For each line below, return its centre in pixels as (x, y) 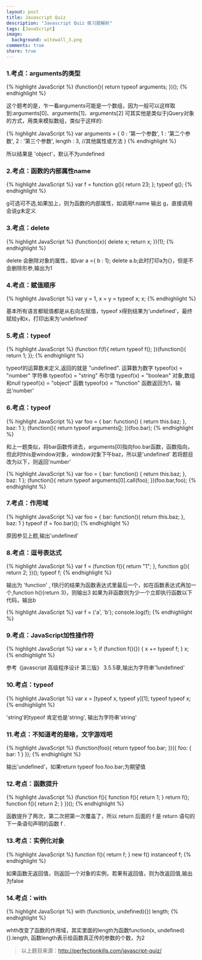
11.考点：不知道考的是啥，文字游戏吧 (59, 734)
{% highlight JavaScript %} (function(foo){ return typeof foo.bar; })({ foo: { (99, 748)
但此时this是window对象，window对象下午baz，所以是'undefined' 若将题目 (100, 454)
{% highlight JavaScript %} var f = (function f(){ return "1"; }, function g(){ (98, 566)
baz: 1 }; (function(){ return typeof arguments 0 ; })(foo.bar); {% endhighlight (100, 428)
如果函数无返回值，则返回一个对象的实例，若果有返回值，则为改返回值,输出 (99, 873)
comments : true (25, 46)
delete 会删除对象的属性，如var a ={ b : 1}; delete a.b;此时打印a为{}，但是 (97, 261)
